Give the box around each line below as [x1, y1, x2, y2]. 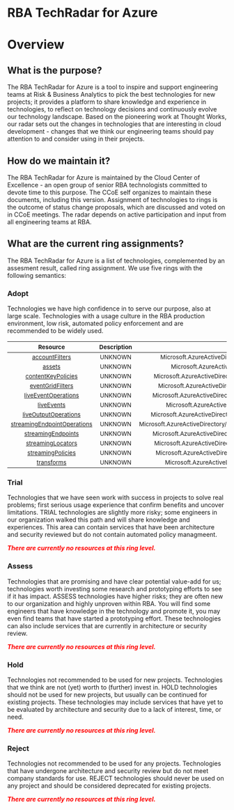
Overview [7, 37, 65, 53]
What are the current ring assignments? [7, 238, 185, 250]
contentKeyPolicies [25, 373, 78, 380]
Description [99, 343, 132, 351]
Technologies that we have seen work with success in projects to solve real [7, 493, 224, 502]
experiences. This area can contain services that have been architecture [7, 523, 214, 531]
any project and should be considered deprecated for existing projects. [7, 781, 211, 790]
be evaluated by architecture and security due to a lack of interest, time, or [7, 706, 221, 713]
